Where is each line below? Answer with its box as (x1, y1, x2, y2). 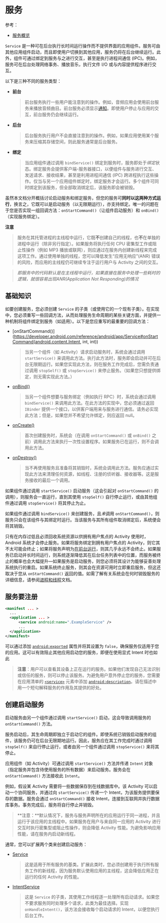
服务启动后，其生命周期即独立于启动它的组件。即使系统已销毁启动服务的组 (5, 731, 157, 737)
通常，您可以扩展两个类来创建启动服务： (5, 841, 87, 847)
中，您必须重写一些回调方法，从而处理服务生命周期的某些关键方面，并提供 (5, 312, 157, 318)
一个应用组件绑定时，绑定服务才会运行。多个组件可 (50, 178, 155, 184)
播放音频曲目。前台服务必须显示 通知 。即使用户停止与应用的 (33, 105, 155, 111)
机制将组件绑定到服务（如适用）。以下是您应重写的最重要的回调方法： (9, 318, 150, 324)
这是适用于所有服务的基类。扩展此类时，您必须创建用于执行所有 (24, 861, 155, 867)
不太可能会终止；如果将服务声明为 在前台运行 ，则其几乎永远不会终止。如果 (5, 546, 157, 552)
